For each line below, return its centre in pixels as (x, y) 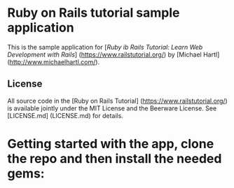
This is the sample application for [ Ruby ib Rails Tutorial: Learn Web (105, 47)
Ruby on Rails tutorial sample (94, 13)
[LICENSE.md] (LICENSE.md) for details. (66, 115)
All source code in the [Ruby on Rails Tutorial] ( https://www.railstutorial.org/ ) (117, 101)
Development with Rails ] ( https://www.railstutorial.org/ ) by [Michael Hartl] (113, 55)
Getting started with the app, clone (111, 144)
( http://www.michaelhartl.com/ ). (54, 62)
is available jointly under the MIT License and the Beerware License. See (112, 108)
